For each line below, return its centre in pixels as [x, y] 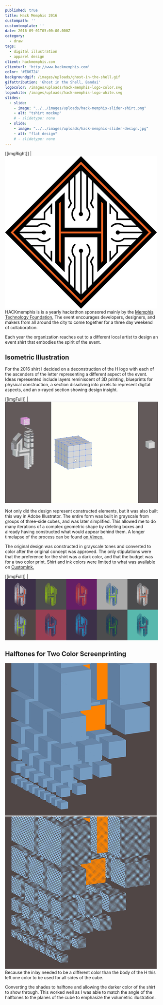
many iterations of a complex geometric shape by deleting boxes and [74, 526]
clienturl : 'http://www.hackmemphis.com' [48, 67]
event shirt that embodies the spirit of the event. [53, 342]
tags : [10, 46]
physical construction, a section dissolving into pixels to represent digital [78, 385]
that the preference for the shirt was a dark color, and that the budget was [79, 556]
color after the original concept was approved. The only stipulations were [78, 552]
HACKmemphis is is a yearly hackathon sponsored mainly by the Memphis [79, 312]
